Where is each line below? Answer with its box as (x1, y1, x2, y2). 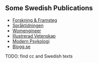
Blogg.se (12, 43, 31, 49)
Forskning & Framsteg (12, 17, 57, 23)
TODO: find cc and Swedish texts (5, 53, 73, 59)
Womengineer (12, 27, 41, 34)
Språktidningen (12, 22, 44, 28)
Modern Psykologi (12, 38, 50, 44)
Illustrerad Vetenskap (12, 33, 56, 39)
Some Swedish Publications (5, 4, 93, 12)
